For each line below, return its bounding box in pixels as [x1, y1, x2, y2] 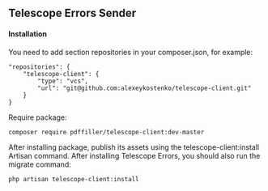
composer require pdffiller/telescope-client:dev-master [8, 128, 205, 136]
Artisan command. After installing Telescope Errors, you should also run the [8, 151, 261, 160]
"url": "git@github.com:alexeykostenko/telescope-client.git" [37, 84, 252, 92]
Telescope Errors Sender [8, 6, 137, 20]
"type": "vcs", [37, 77, 89, 85]
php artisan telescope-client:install [8, 175, 139, 183]
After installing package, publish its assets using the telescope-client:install [8, 142, 260, 152]
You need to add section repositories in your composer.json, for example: [8, 47, 253, 57]
